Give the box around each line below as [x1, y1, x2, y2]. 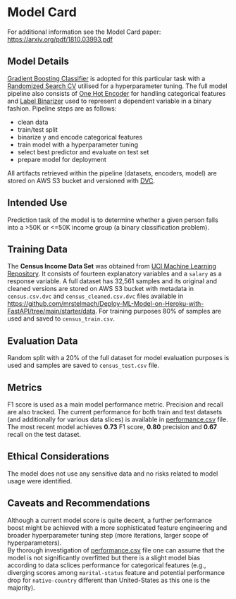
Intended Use [7, 197, 68, 209]
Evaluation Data [7, 335, 78, 347]
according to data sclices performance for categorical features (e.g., [7, 561, 206, 569]
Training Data [7, 243, 68, 255]
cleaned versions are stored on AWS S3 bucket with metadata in [7, 285, 194, 293]
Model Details [7, 56, 69, 68]
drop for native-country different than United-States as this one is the [7, 576, 210, 584]
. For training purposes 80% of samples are [94, 307, 222, 316]
